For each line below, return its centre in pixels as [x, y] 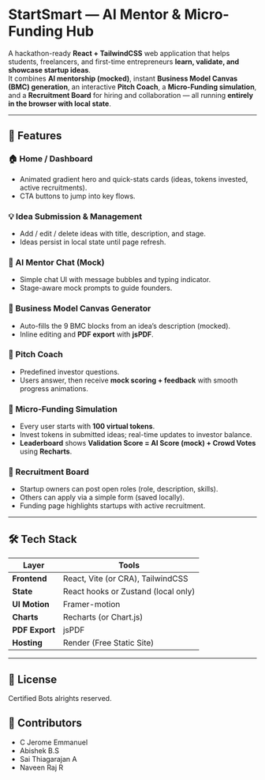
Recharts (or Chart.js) [103, 617]
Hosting [27, 643]
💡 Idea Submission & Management [75, 217]
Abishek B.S [39, 750]
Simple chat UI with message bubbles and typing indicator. [115, 280]
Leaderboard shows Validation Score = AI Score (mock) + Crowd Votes [138, 443]
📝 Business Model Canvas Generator [80, 308]
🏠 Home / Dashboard [50, 159]
